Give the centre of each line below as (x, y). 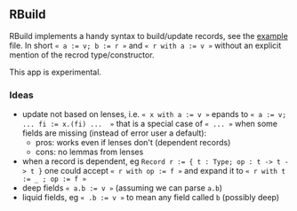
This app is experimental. (56, 72)
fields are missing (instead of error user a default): (114, 133)
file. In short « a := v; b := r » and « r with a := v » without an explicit (145, 45)
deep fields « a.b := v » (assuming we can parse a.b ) (122, 188)
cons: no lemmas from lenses (89, 152)
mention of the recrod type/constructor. (82, 55)
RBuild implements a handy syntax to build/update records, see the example (149, 35)
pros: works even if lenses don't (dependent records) (133, 143)
